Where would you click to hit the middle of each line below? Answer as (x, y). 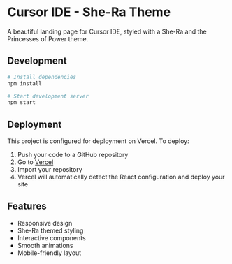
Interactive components (51, 237)
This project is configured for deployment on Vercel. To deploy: (99, 141)
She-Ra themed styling (50, 230)
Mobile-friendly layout (49, 253)
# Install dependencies (42, 77)
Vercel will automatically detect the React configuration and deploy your (121, 177)
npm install (24, 83)
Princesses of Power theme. (48, 38)
